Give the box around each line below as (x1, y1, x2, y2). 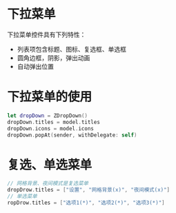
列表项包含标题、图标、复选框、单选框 (17, 45, 126, 53)
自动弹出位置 (17, 62, 54, 70)
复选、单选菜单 (7, 156, 92, 172)
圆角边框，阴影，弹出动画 (17, 53, 90, 62)
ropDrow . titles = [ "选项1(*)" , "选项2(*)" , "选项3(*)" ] (7, 199, 165, 206)
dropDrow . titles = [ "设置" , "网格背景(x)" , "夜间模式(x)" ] (7, 187, 170, 194)
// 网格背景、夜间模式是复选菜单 (7, 180, 88, 187)
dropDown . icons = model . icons (7, 125, 95, 132)
